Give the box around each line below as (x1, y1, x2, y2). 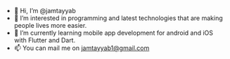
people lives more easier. (13, 22, 87, 29)
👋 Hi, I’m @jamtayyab (13, 7, 76, 15)
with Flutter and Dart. (13, 36, 76, 44)
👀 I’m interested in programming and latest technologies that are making (13, 14, 223, 22)
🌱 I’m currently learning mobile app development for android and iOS (13, 28, 213, 37)
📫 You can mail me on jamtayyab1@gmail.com (13, 44, 150, 52)
